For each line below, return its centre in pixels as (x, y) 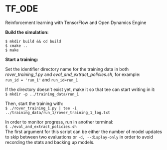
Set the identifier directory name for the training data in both (67, 69)
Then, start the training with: (34, 103)
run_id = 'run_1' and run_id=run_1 (42, 79)
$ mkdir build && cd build (33, 41)
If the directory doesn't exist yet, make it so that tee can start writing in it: (80, 89)
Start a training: (22, 59)
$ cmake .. (16, 45)
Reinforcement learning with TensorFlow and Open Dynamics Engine (76, 22)
